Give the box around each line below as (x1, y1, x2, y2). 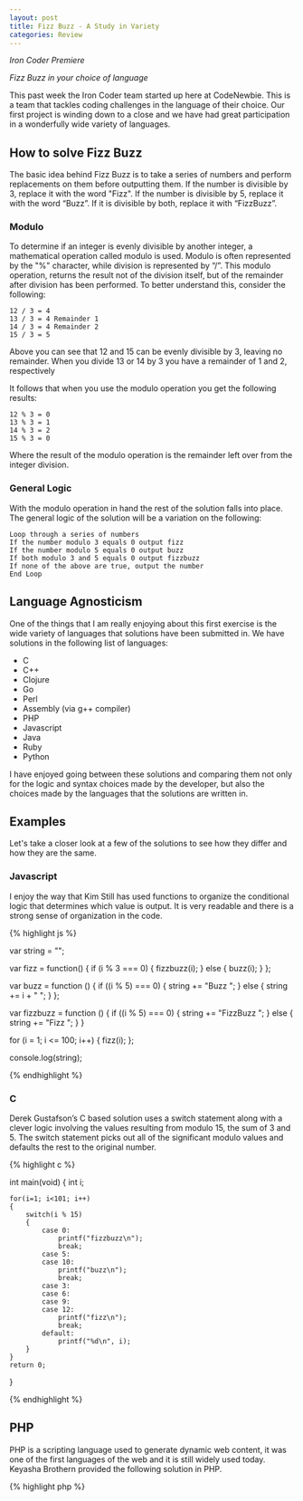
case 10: (42, 1257, 75, 1267)
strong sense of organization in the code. (9, 910, 163, 921)
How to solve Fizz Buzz (9, 145, 143, 160)
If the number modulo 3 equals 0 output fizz (9, 538, 184, 547)
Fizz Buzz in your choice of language (9, 72, 149, 83)
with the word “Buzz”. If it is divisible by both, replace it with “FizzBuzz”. (9, 198, 278, 209)
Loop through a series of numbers (9, 530, 140, 539)
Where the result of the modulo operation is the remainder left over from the (9, 450, 293, 461)
